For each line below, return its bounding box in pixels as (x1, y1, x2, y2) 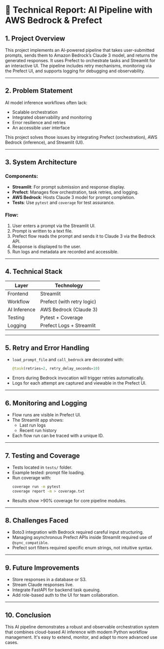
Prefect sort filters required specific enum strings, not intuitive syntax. (12, 545, 153, 551)
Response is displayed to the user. (12, 243, 82, 249)
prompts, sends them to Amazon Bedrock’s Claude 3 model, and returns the (5, 52, 158, 58)
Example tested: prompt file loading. (12, 469, 85, 476)
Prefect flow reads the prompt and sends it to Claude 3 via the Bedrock (12, 233, 155, 239)
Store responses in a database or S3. (12, 577, 87, 583)
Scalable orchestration (12, 109, 58, 115)
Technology (55, 282, 83, 289)
